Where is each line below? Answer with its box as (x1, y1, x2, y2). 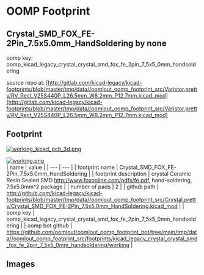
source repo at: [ (6, 79, 48, 86)
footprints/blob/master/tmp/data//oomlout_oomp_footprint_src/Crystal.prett (6, 196, 197, 203)
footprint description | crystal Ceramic (95, 170, 191, 177)
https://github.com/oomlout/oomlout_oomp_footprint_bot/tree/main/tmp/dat (6, 228, 197, 235)
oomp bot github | (27, 221, 73, 229)
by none (135, 38, 167, 48)
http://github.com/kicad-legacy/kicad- (6, 189, 103, 196)
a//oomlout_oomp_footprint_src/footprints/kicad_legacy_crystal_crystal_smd (6, 235, 198, 242)
